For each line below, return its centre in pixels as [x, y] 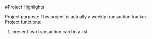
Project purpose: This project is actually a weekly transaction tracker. [76, 17]
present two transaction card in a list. [50, 31]
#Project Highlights [25, 7]
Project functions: [23, 22]
